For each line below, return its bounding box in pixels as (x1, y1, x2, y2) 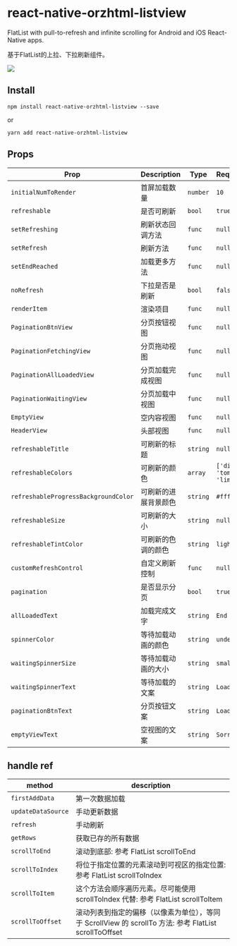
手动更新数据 (75, 807, 119, 817)
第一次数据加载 (75, 794, 126, 804)
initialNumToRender (11, 188, 76, 196)
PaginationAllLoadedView (11, 370, 95, 379)
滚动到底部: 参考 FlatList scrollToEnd (75, 847, 196, 856)
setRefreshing (11, 225, 59, 234)
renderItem (11, 305, 47, 313)
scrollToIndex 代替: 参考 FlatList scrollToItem (75, 895, 223, 904)
